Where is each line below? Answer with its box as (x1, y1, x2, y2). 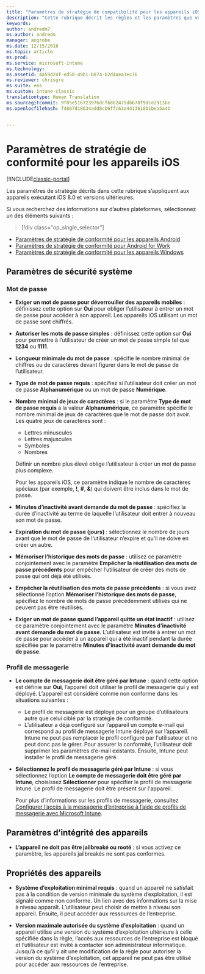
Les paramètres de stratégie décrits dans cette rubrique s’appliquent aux (6, 187, 190, 195)
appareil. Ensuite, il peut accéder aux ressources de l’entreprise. (15, 910, 177, 917)
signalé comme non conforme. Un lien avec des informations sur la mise (15, 897, 197, 904)
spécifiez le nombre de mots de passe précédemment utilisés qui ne (15, 597, 187, 605)
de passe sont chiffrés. (15, 318, 73, 325)
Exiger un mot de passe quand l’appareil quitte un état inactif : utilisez (15, 616, 195, 623)
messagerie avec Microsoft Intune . (15, 810, 103, 817)
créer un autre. (15, 541, 53, 549)
